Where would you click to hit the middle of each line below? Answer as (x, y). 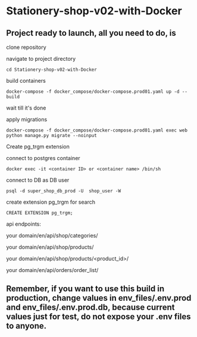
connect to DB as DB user (38, 180)
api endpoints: (24, 224)
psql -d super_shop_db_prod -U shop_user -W (63, 191)
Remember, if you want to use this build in (85, 289)
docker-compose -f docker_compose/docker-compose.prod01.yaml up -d (93, 92)
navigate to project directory (41, 59)
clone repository (26, 47)
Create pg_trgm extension (38, 146)
